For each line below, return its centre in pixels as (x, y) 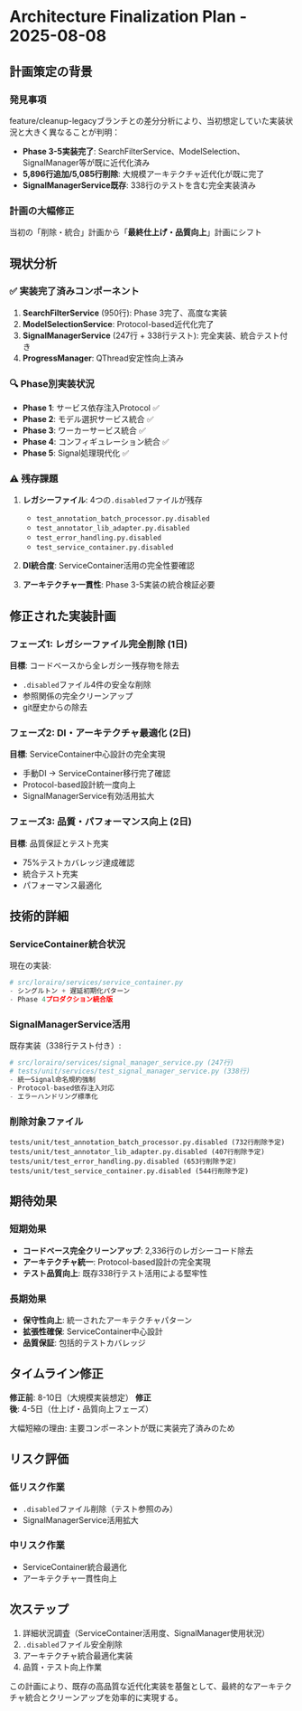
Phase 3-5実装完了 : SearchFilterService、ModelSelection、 (133, 151)
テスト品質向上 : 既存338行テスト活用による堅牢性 (115, 1273)
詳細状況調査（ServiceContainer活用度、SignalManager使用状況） (146, 1632)
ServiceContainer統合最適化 (75, 1566)
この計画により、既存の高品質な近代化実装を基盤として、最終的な (132, 1686)
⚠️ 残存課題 (34, 479)
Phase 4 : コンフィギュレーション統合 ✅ (96, 442)
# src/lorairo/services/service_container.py (96, 982)
